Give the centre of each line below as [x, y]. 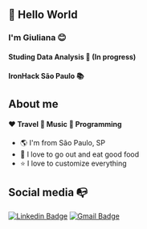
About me [33, 104]
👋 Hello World [43, 15]
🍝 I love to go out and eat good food [80, 154]
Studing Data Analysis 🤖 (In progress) [72, 56]
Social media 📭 [48, 192]
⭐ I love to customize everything [73, 164]
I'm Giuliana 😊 [37, 38]
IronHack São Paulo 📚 [46, 76]
